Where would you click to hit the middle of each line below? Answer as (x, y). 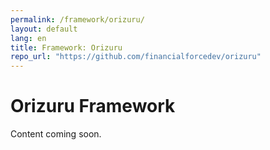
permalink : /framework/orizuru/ (77, 19)
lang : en (28, 38)
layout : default (44, 29)
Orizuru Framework (93, 106)
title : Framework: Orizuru (66, 47)
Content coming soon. (56, 134)
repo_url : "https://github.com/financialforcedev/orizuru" (136, 57)
